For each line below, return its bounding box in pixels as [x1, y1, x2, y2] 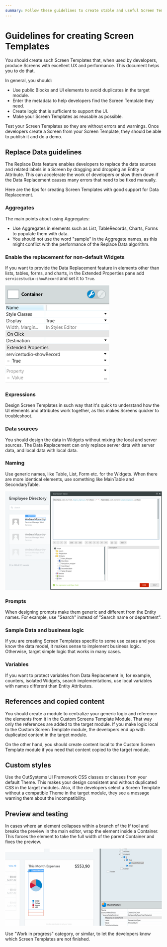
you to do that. [5, 68, 35, 74]
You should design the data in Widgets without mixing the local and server [5, 437, 158, 443]
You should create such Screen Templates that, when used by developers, [5, 57, 158, 63]
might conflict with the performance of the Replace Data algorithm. [12, 241, 150, 247]
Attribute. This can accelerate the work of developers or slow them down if [5, 172, 159, 178]
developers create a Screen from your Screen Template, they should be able [5, 128, 162, 134]
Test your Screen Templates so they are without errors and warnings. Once [5, 123, 159, 129]
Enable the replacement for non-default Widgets [5, 254, 125, 261]
